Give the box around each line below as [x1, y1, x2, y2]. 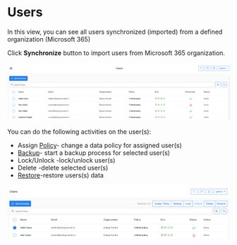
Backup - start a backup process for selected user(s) [17, 149, 171, 157]
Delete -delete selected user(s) [17, 163, 109, 172]
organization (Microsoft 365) [7, 34, 91, 43]
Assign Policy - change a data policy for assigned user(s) [17, 142, 182, 150]
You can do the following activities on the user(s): [7, 127, 152, 136]
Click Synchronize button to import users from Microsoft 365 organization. [7, 49, 226, 57]
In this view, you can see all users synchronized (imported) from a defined [7, 27, 223, 36]
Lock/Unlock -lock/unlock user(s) [17, 156, 116, 165]
